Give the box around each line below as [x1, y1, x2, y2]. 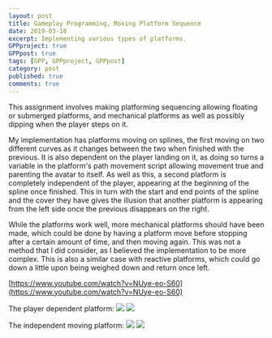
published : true [8, 72, 63, 80]
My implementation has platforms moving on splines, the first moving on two [8, 135, 265, 144]
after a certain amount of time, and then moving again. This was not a [8, 237, 241, 246]
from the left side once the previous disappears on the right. [8, 203, 209, 213]
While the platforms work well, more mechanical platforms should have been [8, 220, 265, 229]
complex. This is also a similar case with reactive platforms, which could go [8, 254, 261, 263]
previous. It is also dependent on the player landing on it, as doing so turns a [8, 152, 265, 162]
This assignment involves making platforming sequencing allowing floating [8, 102, 258, 112]
